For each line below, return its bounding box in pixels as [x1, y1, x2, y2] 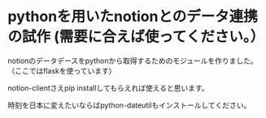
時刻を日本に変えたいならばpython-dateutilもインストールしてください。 [7, 100, 251, 110]
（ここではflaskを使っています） [7, 65, 116, 75]
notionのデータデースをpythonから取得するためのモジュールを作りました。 [7, 56, 258, 65]
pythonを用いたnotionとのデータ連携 [7, 7, 258, 26]
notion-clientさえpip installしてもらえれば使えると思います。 [7, 82, 209, 93]
